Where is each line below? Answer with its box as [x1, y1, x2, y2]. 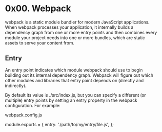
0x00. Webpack [5, 3, 72, 14]
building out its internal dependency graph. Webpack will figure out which [5, 72, 154, 78]
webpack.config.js [5, 112, 42, 118]
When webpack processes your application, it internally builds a [5, 24, 134, 30]
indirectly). [5, 83, 27, 88]
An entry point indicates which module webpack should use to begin [5, 67, 143, 73]
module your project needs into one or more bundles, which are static [5, 35, 145, 41]
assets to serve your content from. [5, 40, 75, 45]
